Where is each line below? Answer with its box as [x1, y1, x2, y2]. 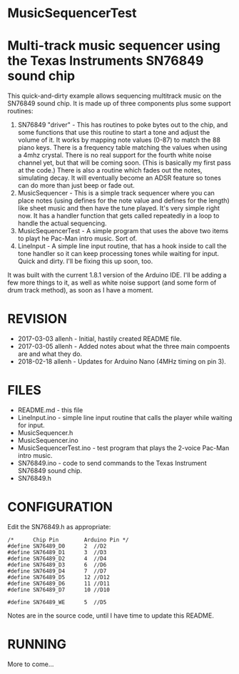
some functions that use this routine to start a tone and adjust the [17, 128, 210, 137]
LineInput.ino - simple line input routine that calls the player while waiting [17, 414, 233, 422]
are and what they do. [17, 349, 83, 358]
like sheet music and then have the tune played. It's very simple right [17, 204, 220, 213]
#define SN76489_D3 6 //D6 [7, 561, 107, 568]
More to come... [7, 660, 54, 668]
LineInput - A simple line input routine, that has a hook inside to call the [17, 242, 227, 250]
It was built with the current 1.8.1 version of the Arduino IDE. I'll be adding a [7, 271, 227, 280]
